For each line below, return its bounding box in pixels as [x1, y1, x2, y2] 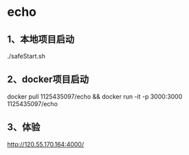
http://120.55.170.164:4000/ [7, 140, 85, 148]
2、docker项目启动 [7, 74, 89, 85]
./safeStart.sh [7, 52, 46, 60]
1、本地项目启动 [7, 33, 75, 45]
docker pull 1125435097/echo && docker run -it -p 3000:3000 [7, 92, 183, 101]
